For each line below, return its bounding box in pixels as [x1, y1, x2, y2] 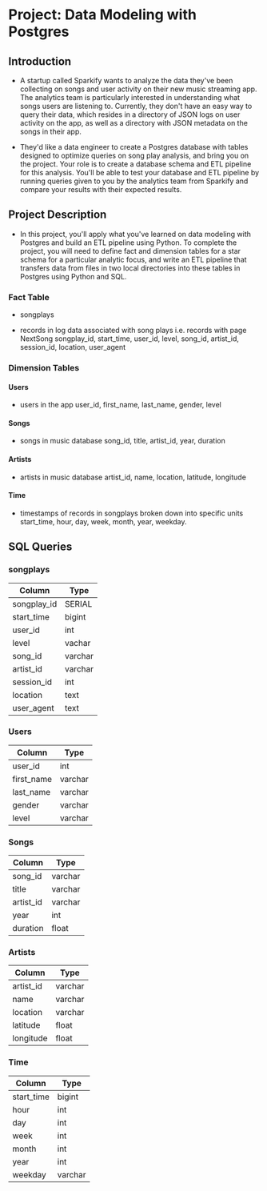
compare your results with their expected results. [19, 185, 182, 194]
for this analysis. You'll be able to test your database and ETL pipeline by [19, 168, 260, 177]
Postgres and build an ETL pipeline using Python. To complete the [19, 238, 237, 247]
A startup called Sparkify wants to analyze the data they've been [19, 76, 233, 85]
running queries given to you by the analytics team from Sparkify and [19, 176, 249, 186]
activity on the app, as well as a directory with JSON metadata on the [19, 118, 248, 127]
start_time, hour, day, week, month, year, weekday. [19, 516, 187, 526]
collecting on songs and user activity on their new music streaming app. [19, 84, 257, 94]
